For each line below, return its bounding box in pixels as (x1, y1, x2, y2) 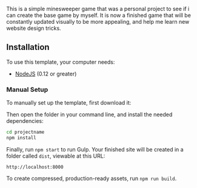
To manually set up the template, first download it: (6, 99, 132, 106)
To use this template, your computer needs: (6, 58, 115, 66)
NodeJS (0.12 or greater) (15, 70, 77, 77)
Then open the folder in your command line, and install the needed (6, 111, 173, 118)
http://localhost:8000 (6, 164, 64, 170)
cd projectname (6, 129, 45, 136)
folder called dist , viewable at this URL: (6, 152, 105, 159)
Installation (6, 42, 50, 52)
